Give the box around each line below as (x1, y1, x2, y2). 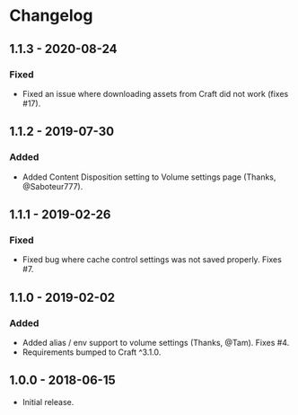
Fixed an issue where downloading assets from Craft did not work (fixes (22, 88, 289, 99)
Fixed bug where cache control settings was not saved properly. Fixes (22, 254, 283, 265)
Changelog (9, 5, 93, 26)
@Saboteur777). (22, 181, 83, 191)
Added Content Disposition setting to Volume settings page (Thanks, (22, 172, 276, 182)
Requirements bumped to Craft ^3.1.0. (22, 347, 162, 358)
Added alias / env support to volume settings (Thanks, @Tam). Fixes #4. (22, 337, 290, 348)
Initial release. (22, 396, 74, 407)
